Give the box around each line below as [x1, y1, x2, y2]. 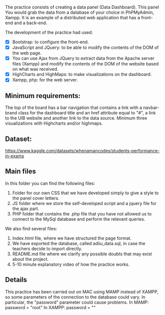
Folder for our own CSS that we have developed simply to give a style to [12, 190, 159, 196]
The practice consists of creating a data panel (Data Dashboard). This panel [5, 4, 159, 10]
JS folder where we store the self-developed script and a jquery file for [12, 200, 157, 206]
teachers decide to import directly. [12, 245, 83, 251]
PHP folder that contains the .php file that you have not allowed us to [12, 210, 152, 216]
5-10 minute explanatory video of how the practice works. [12, 261, 130, 267]
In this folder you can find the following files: [5, 180, 96, 186]
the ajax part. [12, 206, 39, 211]
